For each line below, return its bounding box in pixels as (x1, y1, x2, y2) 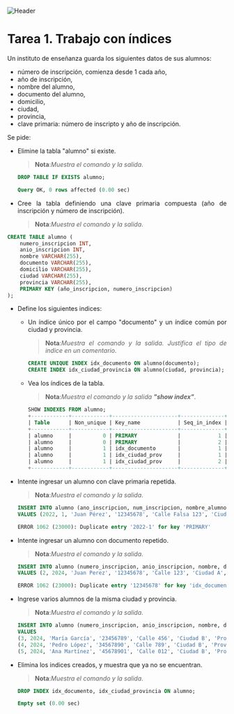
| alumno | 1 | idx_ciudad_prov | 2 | (27, 458, 228, 465)
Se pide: (7, 133, 31, 141)
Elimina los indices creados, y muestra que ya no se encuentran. (17, 660, 203, 669)
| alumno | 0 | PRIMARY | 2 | (27, 439, 228, 446)
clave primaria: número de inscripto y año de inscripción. (17, 119, 181, 128)
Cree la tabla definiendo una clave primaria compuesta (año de (17, 199, 227, 207)
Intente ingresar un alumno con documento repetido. (17, 536, 169, 544)
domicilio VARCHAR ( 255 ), (19, 266, 92, 273)
